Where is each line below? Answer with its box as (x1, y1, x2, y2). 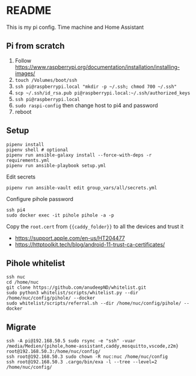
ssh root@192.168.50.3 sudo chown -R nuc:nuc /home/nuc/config (6, 354, 168, 360)
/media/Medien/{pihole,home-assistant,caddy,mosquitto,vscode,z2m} (6, 344, 179, 350)
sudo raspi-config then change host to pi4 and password (14, 102, 158, 109)
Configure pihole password (6, 195, 74, 202)
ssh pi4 (6, 207, 26, 213)
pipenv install (6, 141, 44, 147)
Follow (14, 57, 32, 64)
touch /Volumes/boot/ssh (14, 77, 78, 83)
